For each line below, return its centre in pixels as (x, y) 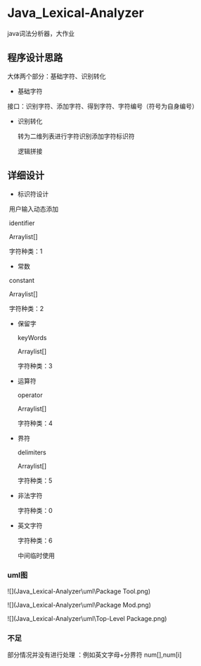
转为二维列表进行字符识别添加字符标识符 (76, 136)
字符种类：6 (35, 540)
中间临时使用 (36, 555)
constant (22, 280)
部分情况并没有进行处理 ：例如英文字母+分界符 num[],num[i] (95, 655)
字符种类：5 (35, 480)
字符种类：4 (35, 423)
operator (30, 395)
